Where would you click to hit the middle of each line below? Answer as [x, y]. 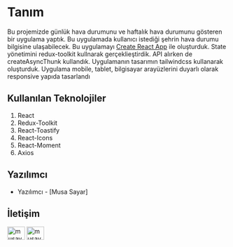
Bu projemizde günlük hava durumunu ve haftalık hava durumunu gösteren [115, 32]
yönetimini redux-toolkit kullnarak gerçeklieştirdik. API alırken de [100, 54]
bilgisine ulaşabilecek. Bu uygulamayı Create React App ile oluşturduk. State [117, 46]
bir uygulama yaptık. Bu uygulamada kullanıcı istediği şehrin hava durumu [113, 39]
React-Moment [39, 145]
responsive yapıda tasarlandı [49, 76]
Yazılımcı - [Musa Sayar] [52, 192]
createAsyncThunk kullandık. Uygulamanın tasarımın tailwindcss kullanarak [115, 61]
